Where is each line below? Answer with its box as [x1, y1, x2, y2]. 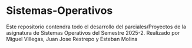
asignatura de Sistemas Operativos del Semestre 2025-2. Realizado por [6, 29, 180, 36]
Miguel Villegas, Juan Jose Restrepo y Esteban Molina [6, 35, 138, 42]
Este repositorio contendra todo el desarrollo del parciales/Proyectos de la [6, 23, 187, 30]
